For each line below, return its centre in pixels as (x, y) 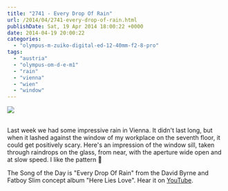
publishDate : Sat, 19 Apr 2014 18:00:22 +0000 (75, 26)
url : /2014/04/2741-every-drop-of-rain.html (72, 20)
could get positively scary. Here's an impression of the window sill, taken (111, 145)
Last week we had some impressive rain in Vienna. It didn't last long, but (110, 130)
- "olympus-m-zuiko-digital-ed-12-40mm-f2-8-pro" (86, 46)
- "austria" (31, 59)
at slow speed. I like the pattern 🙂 (55, 160)
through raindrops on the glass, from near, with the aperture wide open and (115, 152)
